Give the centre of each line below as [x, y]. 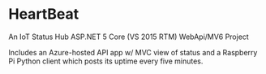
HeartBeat [44, 14]
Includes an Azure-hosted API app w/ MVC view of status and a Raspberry [133, 52]
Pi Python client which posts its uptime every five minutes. [106, 61]
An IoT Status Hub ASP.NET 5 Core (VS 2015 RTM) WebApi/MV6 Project [129, 37]
